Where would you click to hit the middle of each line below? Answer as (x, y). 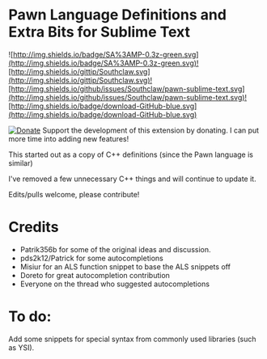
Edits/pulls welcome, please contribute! (74, 194)
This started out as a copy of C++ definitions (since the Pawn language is (131, 154)
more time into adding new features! (69, 138)
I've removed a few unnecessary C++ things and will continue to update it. (132, 179)
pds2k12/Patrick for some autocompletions (91, 258)
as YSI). (21, 347)
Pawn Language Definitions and (117, 15)
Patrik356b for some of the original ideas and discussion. (116, 249)
